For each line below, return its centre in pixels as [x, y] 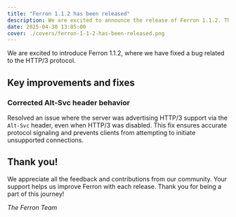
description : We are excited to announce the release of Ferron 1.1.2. [114, 20]
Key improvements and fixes [71, 82]
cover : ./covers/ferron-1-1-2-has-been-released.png [86, 33]
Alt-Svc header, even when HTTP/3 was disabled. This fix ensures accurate [117, 125]
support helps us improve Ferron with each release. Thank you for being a [114, 186]
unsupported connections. [46, 140]
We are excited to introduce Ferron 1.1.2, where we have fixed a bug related [116, 53]
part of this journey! [36, 194]
